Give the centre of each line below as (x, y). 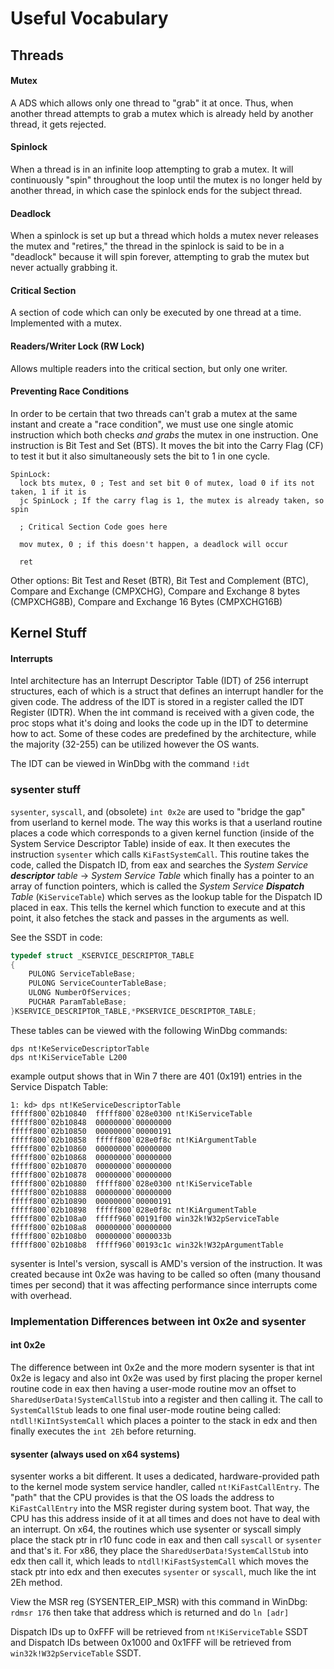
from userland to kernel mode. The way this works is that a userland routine (166, 822)
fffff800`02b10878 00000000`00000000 (91, 1175)
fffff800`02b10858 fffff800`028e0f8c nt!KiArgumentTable (133, 1140)
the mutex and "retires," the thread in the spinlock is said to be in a (147, 246)
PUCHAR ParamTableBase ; (78, 1002)
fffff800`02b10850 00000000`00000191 (91, 1131)
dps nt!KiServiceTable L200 (69, 1057)
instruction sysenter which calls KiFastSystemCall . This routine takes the (160, 854)
